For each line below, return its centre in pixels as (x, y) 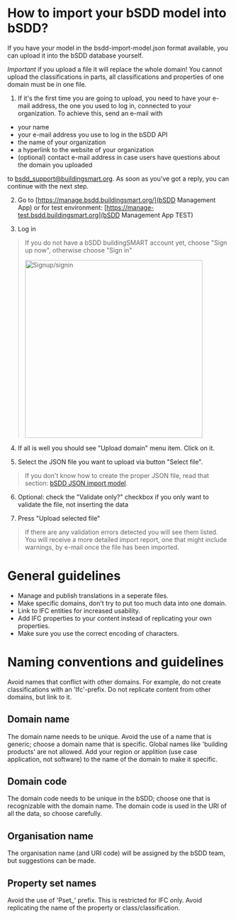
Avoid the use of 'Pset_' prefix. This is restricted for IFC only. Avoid (105, 901)
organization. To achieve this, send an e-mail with (90, 113)
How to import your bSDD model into (117, 13)
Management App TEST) (157, 215)
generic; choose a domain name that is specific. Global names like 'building (118, 744)
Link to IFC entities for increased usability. (79, 610)
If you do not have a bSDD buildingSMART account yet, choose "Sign (126, 243)
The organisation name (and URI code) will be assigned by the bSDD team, (116, 853)
